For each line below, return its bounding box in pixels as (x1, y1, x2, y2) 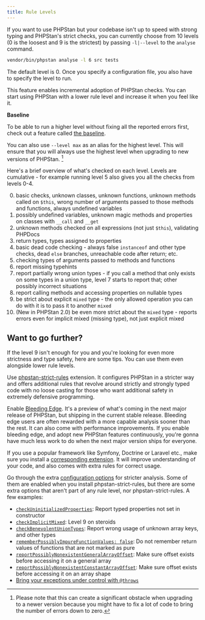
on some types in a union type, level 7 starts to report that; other (15, 276, 178, 284)
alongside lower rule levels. (7, 361, 75, 369)
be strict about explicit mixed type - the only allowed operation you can (15, 295, 193, 303)
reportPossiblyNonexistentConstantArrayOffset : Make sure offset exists (15, 563, 197, 571)
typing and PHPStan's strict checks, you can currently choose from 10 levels (7, 32, 199, 40)
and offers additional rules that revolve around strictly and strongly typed (7, 380, 190, 387)
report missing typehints (15, 263, 77, 270)
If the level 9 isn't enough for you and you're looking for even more (7, 348, 175, 356)
